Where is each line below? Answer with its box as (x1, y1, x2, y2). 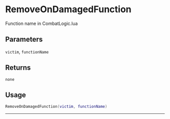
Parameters (5, 35, 43, 44)
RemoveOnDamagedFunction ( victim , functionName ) (5, 104, 108, 109)
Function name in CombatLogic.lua (5, 20, 78, 26)
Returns (5, 64, 31, 72)
